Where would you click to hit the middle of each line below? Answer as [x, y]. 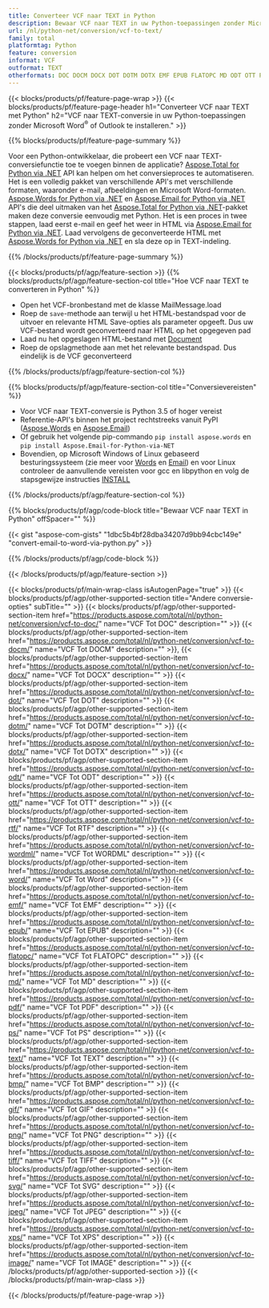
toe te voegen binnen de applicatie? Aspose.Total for [153, 164]
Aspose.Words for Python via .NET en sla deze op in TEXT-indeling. [120, 241]
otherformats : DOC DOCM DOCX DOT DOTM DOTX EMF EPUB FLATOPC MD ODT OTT [132, 75]
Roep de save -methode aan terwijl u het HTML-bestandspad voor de [133, 314]
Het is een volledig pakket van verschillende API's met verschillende [121, 182]
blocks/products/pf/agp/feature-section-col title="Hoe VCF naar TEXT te [129, 281]
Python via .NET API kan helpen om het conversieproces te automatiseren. [131, 173]
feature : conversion [43, 53]
